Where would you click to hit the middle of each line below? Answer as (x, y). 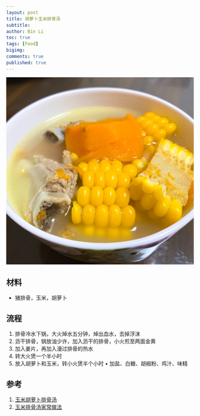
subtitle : (18, 25)
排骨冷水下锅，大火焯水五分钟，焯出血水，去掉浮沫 (77, 334)
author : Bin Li (25, 31)
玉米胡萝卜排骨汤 (36, 400)
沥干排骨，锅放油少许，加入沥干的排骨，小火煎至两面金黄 (85, 341)
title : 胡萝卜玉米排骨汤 (33, 19)
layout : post (22, 12)
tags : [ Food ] (22, 44)
